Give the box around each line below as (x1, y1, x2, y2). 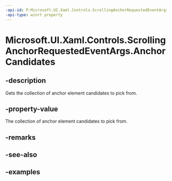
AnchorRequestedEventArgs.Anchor (5, 45, 166, 57)
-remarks (5, 133, 36, 142)
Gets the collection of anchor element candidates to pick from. (5, 90, 137, 96)
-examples (5, 168, 40, 176)
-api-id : (5, 7, 24, 13)
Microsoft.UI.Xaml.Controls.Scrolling (5, 34, 166, 46)
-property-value (5, 104, 58, 113)
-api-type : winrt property (5, 12, 63, 17)
